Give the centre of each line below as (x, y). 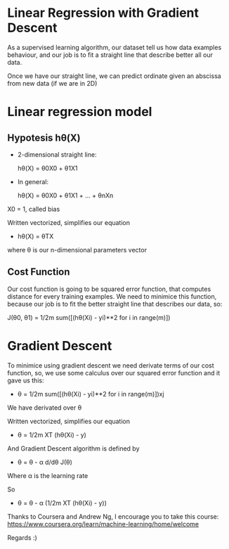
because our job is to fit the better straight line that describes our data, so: (115, 304)
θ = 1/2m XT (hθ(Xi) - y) (52, 434)
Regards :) (22, 537)
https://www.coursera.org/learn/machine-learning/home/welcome (103, 524)
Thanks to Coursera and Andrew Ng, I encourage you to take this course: (113, 516)
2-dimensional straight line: (57, 154)
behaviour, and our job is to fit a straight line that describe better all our (110, 55)
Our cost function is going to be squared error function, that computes (109, 289)
